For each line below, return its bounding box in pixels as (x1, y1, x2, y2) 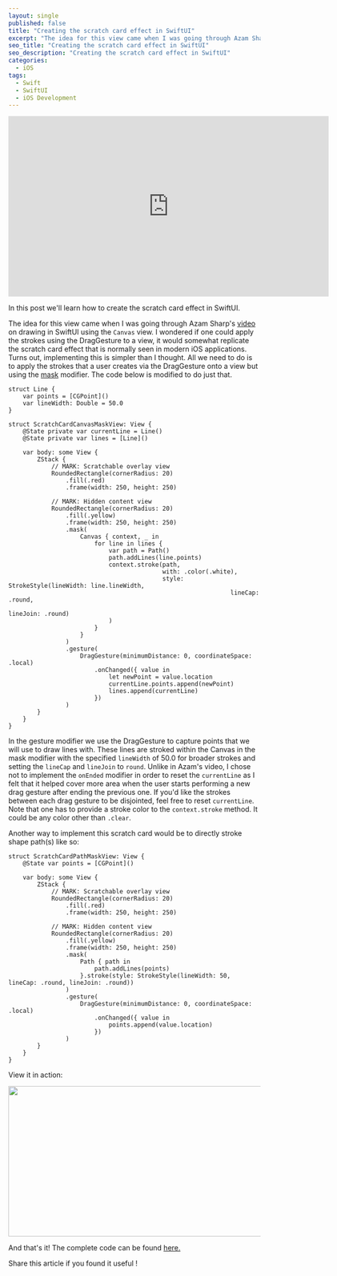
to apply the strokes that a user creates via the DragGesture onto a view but (8, 362, 259, 371)
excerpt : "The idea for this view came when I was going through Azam (8, 34, 249, 43)
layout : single (8, 11, 59, 20)
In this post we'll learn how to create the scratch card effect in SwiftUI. (8, 303, 240, 313)
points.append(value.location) (108, 1021, 214, 1029)
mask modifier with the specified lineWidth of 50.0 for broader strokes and (8, 753, 256, 763)
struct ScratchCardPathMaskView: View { (8, 853, 146, 861)
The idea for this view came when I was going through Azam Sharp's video (8, 318, 256, 329)
